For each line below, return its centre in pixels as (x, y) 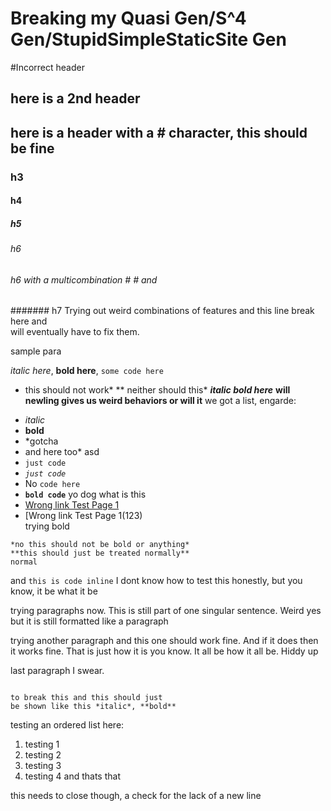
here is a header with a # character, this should (159, 132)
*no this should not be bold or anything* (100, 545)
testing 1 (42, 744)
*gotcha (41, 441)
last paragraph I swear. (57, 671)
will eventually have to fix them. (75, 332)
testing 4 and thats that (72, 776)
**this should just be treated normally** (100, 553)
